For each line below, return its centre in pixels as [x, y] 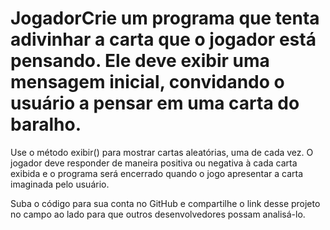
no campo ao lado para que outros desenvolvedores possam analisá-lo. [158, 214]
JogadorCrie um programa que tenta [165, 18]
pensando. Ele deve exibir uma [140, 61]
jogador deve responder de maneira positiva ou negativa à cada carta [154, 163]
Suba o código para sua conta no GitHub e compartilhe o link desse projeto [165, 203]
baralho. [46, 124]
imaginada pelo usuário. [60, 184]
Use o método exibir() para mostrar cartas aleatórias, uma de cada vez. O [162, 152]
